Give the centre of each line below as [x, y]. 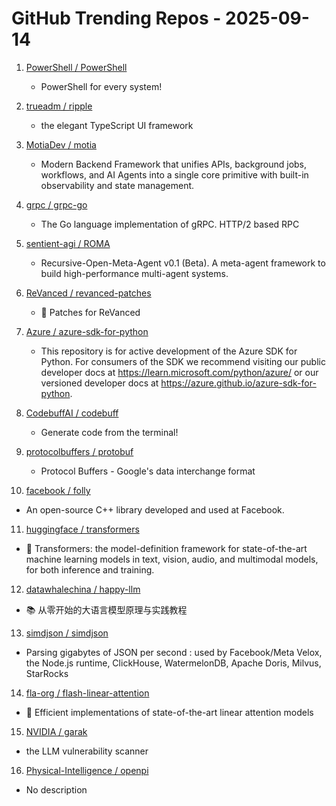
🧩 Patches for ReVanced [90, 312]
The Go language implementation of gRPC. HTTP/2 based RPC [170, 224]
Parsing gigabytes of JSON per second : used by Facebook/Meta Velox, [174, 652]
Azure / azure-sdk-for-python [87, 331]
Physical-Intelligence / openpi [87, 770]
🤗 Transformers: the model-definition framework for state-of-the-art [166, 548]
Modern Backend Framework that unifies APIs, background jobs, [174, 164]
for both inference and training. [90, 569]
